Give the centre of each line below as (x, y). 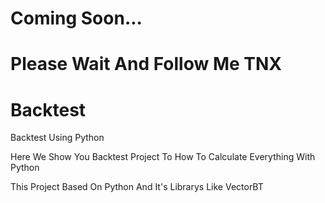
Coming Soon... (76, 18)
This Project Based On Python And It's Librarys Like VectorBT (137, 187)
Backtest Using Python (57, 138)
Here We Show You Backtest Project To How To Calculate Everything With (163, 157)
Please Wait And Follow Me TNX (146, 64)
